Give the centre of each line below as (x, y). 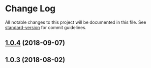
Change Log (30, 9)
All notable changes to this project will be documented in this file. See (76, 22)
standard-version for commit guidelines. (46, 27)
